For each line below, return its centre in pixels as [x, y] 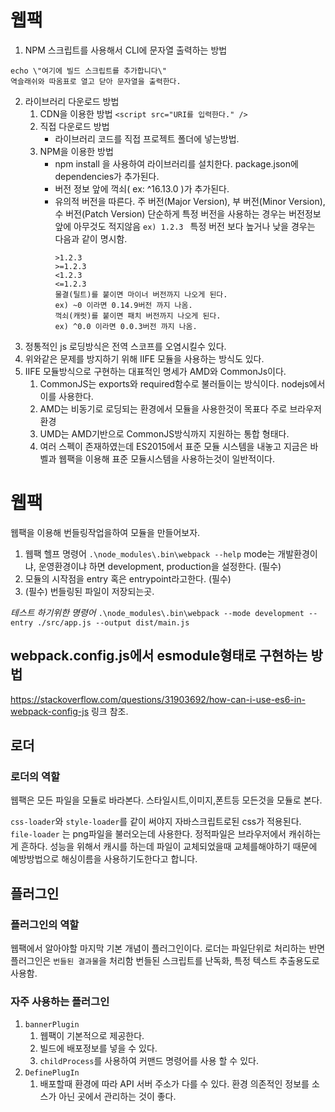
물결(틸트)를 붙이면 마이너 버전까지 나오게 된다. [141, 294]
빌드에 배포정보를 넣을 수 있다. [98, 1048]
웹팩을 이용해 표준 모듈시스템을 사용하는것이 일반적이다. [167, 458]
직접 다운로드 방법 [74, 126]
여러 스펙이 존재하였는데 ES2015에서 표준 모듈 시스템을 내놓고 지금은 [173, 446]
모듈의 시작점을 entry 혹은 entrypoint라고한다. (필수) [128, 578]
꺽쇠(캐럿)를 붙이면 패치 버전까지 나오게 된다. [138, 316]
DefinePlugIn [52, 1073]
